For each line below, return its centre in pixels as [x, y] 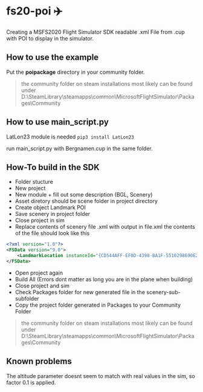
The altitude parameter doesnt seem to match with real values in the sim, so [101, 376]
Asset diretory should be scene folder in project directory [86, 201]
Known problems [39, 361]
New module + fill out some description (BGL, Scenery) [84, 195]
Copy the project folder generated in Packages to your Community [98, 305]
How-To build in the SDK [53, 167]
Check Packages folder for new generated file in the [80, 292]
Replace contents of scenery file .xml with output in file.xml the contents [105, 227]
